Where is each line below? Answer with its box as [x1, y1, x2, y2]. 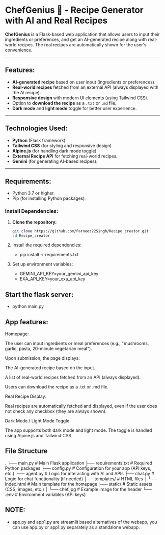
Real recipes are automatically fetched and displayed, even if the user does [5, 403, 157, 409]
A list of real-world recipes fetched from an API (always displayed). [5, 375, 141, 381]
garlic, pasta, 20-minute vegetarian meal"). [5, 345, 92, 352]
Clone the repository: [12, 219, 57, 225]
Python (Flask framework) [12, 137, 66, 143]
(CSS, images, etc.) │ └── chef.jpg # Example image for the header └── [5, 486, 153, 492]
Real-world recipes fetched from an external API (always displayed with [12, 84, 159, 90]
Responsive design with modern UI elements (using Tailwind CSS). [12, 95, 149, 101]
